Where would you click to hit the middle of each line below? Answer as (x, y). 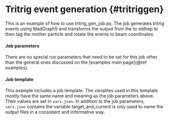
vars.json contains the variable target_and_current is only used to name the (84, 107)
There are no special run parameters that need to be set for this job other (81, 57)
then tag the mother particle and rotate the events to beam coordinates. (80, 34)
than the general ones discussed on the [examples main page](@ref (76, 62)
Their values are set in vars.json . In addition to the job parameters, (75, 101)
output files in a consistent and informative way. (55, 112)
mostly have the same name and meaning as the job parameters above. (80, 96)
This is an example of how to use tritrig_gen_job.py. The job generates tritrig (85, 23)
